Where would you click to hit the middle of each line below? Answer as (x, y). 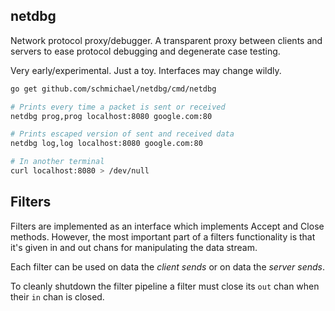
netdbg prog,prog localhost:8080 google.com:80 (111, 116)
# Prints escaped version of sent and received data (122, 134)
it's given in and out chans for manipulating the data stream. (134, 247)
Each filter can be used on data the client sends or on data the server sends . (168, 266)
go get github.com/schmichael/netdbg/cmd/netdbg (113, 89)
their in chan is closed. (57, 296)
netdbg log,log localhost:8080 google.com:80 (106, 144)
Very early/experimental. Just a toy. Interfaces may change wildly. (146, 70)
